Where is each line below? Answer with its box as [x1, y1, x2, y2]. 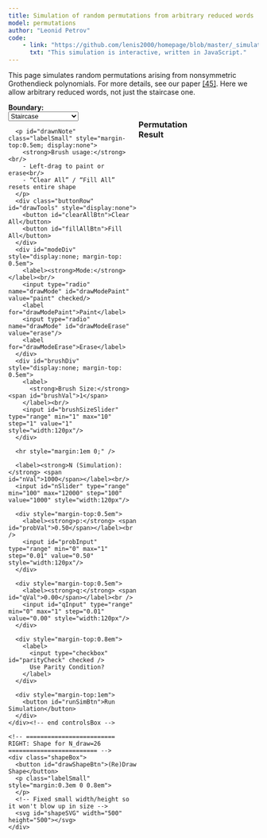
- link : [22, 41, 48, 49]
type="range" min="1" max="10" [8, 413, 112, 421]
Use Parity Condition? [29, 663, 105, 671]
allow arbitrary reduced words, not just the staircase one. [8, 87, 196, 96]
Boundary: [8, 103, 44, 112]
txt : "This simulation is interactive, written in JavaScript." [29, 48, 247, 56]
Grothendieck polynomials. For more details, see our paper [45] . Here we [8, 79, 248, 88]
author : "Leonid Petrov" [8, 26, 91, 34]
